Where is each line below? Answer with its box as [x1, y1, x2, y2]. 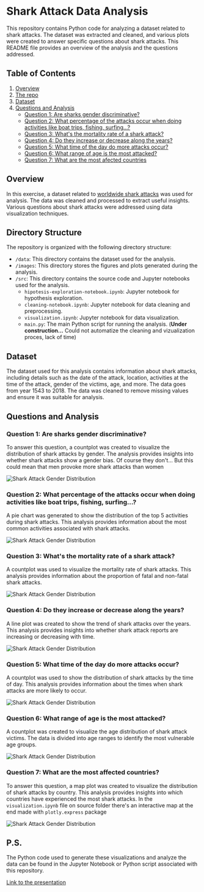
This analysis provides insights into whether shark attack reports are [6, 626, 178, 634]
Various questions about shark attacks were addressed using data [6, 203, 173, 211]
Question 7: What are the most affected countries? [6, 768, 160, 777]
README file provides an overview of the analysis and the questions [6, 44, 178, 51]
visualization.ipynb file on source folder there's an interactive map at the [6, 801, 194, 809]
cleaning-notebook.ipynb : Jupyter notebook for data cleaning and [24, 301, 191, 309]
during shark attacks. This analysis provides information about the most [6, 519, 187, 526]
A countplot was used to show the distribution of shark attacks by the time [6, 674, 194, 681]
